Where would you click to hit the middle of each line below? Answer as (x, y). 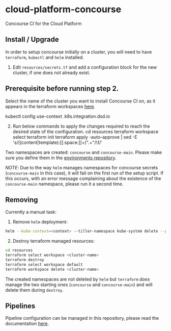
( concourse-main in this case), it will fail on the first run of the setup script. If (84, 173)
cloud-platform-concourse (63, 9)
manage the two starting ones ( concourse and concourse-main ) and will (79, 285)
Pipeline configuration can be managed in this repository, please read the (82, 318)
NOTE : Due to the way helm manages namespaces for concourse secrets (82, 167)
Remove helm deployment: (40, 222)
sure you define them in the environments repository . (61, 158)
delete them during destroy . (34, 290)
